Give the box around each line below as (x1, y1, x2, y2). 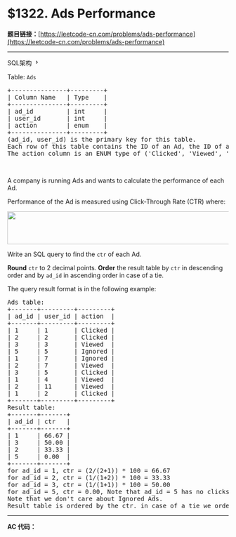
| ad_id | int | (7, 107, 107, 115)
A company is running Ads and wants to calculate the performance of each (7, 176, 225, 185)
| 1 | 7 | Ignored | (7, 354, 115, 362)
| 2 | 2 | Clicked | (7, 333, 115, 341)
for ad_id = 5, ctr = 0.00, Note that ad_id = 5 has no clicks (7, 487, 230, 496)
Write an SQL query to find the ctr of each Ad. (7, 250, 142, 258)
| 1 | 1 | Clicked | (7, 326, 115, 334)
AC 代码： (7, 522, 37, 531)
